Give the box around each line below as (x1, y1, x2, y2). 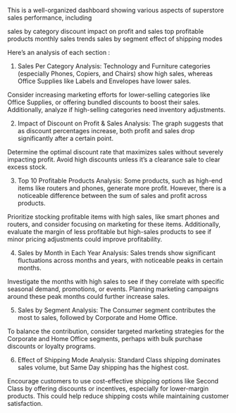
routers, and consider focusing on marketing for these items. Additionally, (7, 220, 221, 228)
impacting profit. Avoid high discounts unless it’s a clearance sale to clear (7, 155, 221, 164)
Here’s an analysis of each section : (7, 49, 111, 56)
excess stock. (7, 163, 47, 171)
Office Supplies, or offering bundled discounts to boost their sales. (7, 98, 201, 106)
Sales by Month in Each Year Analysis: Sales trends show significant (17, 249, 216, 257)
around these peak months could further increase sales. (7, 292, 170, 300)
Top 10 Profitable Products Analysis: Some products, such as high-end (17, 176, 223, 185)
